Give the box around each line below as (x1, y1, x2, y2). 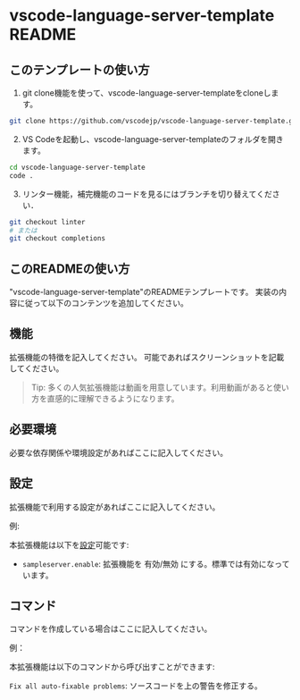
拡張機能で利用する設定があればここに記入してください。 (9, 502, 221, 512)
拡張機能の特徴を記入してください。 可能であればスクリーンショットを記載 (9, 351, 285, 362)
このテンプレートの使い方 (9, 62, 150, 77)
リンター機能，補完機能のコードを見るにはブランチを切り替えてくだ (21, 189, 272, 199)
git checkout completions (9, 234, 105, 243)
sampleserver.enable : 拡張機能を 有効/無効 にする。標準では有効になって (21, 558, 290, 569)
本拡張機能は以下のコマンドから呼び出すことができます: (9, 662, 216, 672)
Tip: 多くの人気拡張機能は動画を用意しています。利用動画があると (30, 382, 274, 392)
